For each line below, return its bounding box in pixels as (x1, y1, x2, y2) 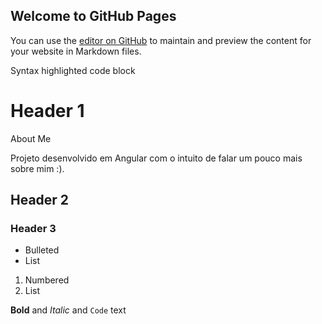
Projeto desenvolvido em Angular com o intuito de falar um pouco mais (10, 152, 303, 164)
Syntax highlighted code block (10, 64, 136, 76)
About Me (10, 132, 52, 144)
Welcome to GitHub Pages (10, 8, 177, 25)
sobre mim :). (10, 162, 65, 174)
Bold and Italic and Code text (10, 304, 127, 316)
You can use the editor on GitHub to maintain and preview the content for (10, 34, 312, 46)
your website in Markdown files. (10, 45, 142, 57)
